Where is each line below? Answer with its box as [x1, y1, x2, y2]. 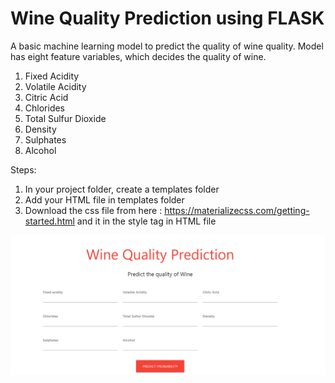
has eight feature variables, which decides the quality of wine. [10, 50, 267, 62]
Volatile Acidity [24, 80, 87, 92]
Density [24, 123, 57, 135]
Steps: [10, 163, 37, 176]
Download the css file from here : [24, 204, 163, 216]
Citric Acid [24, 91, 69, 103]
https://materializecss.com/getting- [164, 204, 310, 216]
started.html [24, 215, 75, 227]
